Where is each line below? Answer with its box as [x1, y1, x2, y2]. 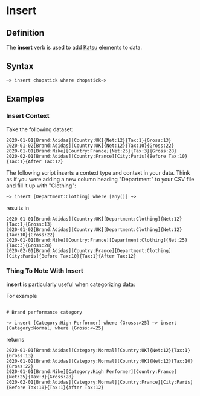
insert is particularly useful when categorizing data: [6, 281, 135, 288]
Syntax [6, 61, 34, 71]
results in [6, 204, 29, 212]
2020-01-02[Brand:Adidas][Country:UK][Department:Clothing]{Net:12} [6, 226, 182, 233]
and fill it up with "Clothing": [6, 182, 77, 189]
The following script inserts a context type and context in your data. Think [6, 169, 190, 176]
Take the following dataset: [6, 125, 74, 133]
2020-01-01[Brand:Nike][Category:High [6, 368, 104, 375]
